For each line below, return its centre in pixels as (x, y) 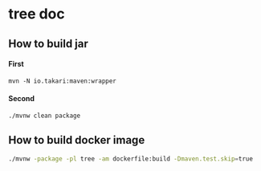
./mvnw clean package (45, 116)
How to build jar (48, 44)
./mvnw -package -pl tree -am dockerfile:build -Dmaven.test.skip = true (130, 159)
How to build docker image (77, 140)
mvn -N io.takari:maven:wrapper (62, 81)
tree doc (37, 14)
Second (21, 99)
